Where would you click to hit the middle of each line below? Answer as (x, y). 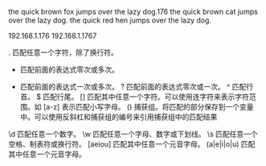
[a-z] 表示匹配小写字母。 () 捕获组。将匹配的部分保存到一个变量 (149, 107)
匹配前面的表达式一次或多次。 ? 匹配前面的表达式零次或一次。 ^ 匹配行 (137, 87)
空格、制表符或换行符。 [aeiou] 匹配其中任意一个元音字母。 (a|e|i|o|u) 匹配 (132, 144)
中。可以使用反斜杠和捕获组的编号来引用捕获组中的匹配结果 (119, 117)
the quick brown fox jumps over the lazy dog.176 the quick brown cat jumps (133, 12)
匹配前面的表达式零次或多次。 (69, 69)
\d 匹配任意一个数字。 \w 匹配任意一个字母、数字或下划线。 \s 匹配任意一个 (133, 134)
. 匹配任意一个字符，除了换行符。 (63, 52)
